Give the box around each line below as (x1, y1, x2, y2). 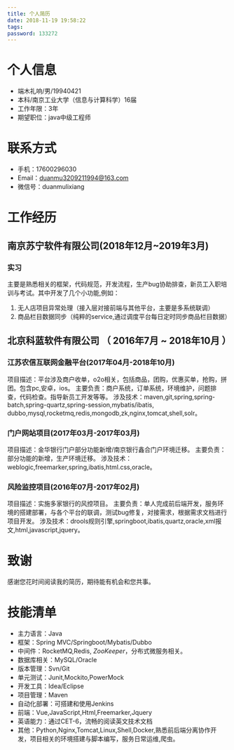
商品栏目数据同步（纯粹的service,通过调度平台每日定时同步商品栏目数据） (17, 312, 231, 320)
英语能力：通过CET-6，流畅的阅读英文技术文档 (17, 717, 153, 725)
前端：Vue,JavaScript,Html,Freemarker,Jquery (17, 709, 153, 717)
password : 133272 (7, 29, 58, 37)
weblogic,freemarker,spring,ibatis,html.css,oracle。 (7, 463, 156, 471)
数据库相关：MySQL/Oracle (17, 656, 97, 664)
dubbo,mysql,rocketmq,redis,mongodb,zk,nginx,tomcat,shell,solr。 (7, 409, 202, 417)
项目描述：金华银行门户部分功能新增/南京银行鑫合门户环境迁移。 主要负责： (7, 445, 226, 454)
